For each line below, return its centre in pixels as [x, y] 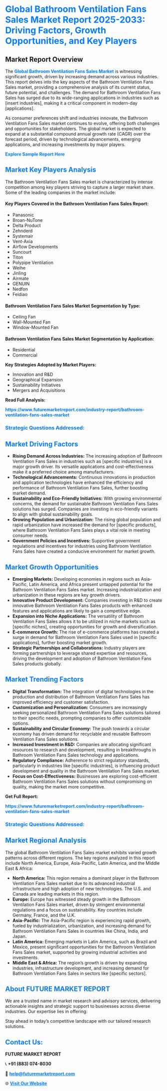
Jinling [19, 273]
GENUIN [21, 284]
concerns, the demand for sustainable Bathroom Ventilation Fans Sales [85, 504]
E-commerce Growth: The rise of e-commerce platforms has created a [86, 632]
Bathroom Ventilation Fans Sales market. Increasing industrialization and [86, 590]
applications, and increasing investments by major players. [65, 145]
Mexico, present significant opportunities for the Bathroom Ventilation [84, 947]
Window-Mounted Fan [35, 327]
